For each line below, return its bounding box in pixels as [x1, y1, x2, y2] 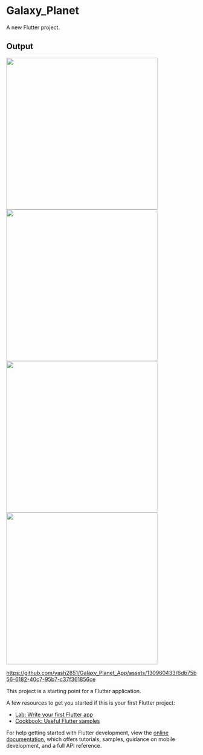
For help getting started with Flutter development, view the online [6, 729, 169, 736]
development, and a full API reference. [6, 742, 102, 749]
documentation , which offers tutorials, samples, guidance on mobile [6, 735, 175, 743]
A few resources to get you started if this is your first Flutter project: [6, 699, 175, 706]
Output [6, 41, 33, 52]
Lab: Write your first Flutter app [14, 711, 94, 718]
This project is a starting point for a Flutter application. [6, 687, 141, 694]
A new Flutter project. [6, 24, 60, 31]
